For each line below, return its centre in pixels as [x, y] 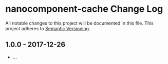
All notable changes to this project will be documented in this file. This [80, 23]
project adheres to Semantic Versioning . [48, 28]
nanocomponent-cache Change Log [84, 9]
